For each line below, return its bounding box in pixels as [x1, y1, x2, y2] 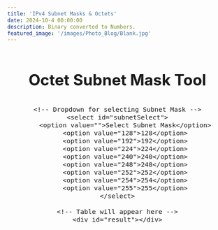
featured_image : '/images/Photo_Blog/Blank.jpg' [7, 29, 152, 37]
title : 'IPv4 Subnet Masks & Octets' [7, 10, 117, 17]
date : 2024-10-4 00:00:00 [7, 17, 82, 24]
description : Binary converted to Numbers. [7, 23, 136, 30]
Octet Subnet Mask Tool [28, 71, 207, 89]
